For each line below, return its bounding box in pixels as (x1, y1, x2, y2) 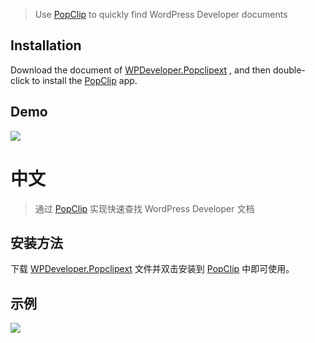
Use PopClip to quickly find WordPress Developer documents (34, 9, 288, 20)
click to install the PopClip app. (10, 74, 138, 86)
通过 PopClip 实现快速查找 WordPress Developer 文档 (34, 202, 255, 214)
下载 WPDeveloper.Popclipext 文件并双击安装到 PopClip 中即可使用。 (10, 263, 295, 275)
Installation (10, 37, 82, 54)
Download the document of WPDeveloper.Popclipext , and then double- (10, 64, 306, 76)
